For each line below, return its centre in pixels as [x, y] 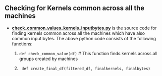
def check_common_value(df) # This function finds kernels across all [88, 53]
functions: [22, 44]
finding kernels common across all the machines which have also [78, 33]
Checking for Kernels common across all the [75, 8]
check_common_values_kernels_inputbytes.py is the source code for [84, 28]
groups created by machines [48, 59]
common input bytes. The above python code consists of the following [84, 38]
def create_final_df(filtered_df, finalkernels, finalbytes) [86, 69]
